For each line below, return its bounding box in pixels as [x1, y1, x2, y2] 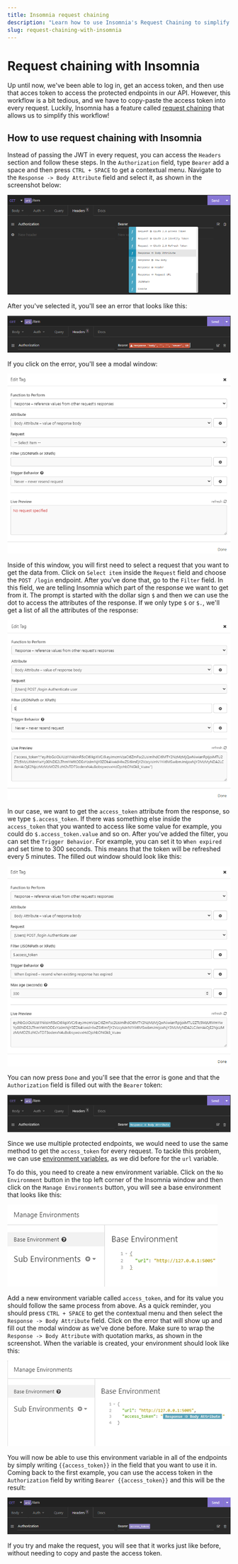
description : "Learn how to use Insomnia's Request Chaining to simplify [7, 18, 230, 26]
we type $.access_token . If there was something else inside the [7, 815, 192, 823]
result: [7, 1483, 26, 1492]
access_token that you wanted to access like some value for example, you [7, 822, 222, 831]
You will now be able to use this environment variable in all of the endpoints [7, 1453, 228, 1462]
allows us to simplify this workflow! [7, 111, 110, 120]
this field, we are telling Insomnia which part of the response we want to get [7, 583, 229, 592]
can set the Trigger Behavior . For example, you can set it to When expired [7, 837, 222, 846]
